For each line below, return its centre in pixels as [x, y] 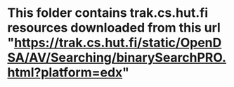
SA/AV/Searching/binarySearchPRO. [117, 58]
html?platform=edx [65, 73]
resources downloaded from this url [114, 28]
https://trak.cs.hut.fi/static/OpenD [118, 43]
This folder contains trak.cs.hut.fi [108, 13]
